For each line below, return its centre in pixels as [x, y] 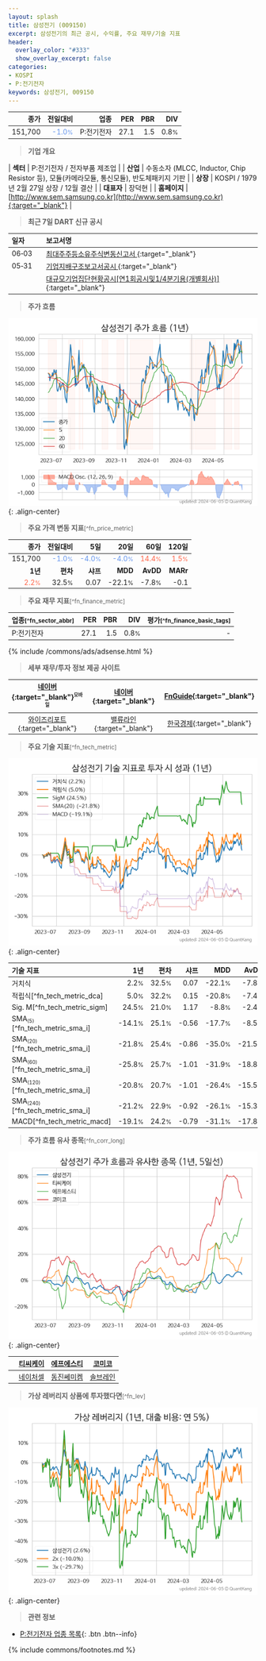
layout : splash [33, 17]
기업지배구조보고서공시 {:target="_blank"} [112, 266]
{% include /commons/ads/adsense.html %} [80, 651]
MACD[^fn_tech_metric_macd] [61, 1121]
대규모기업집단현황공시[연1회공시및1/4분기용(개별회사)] [133, 279]
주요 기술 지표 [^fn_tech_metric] [72, 747]
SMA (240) [26, 1101]
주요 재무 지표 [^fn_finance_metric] [76, 601]
